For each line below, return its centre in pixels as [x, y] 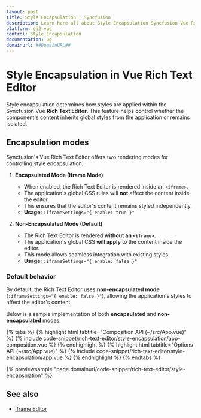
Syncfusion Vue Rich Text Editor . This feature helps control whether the [95, 111]
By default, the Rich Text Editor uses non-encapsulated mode [83, 289]
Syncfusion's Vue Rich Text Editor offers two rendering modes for [87, 157]
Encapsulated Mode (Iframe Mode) [59, 175]
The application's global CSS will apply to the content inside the [103, 241]
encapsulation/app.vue [34, 357]
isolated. [17, 123]
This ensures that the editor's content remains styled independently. [108, 205]
